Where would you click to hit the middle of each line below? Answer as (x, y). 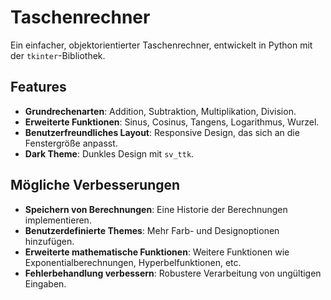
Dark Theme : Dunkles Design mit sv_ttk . (109, 153)
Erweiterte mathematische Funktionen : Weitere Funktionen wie (157, 252)
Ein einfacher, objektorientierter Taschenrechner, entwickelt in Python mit (161, 45)
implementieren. (58, 220)
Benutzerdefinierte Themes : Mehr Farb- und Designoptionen (152, 230)
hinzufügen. (49, 241)
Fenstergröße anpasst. (71, 143)
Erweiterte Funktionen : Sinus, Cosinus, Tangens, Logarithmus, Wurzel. (172, 122)
